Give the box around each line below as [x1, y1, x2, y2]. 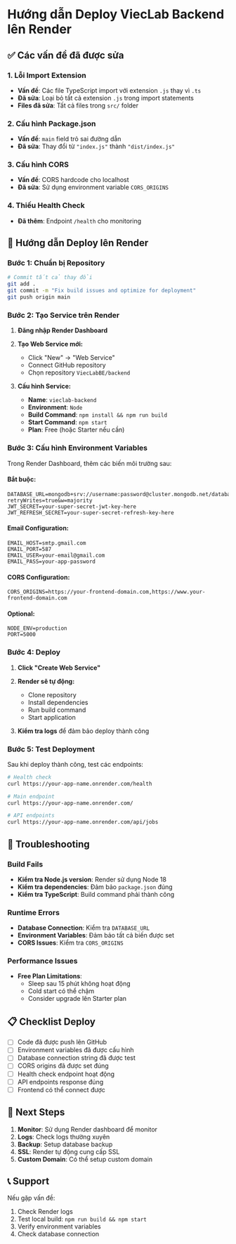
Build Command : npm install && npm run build [27, 410, 167, 419]
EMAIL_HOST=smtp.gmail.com [7, 539, 86, 547]
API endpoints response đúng [17, 1077, 104, 1086]
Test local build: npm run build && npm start [17, 1215, 147, 1224]
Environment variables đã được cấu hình [17, 1046, 135, 1054]
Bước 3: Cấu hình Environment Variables [7, 443, 147, 453]
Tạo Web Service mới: [17, 340, 83, 349]
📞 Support [7, 1175, 50, 1187]
